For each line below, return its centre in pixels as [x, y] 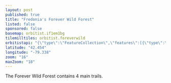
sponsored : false [24, 29]
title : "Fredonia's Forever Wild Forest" [50, 19]
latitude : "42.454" [26, 48]
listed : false [20, 24]
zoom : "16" [17, 57]
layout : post [19, 10]
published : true [22, 15]
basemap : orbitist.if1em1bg [35, 33]
